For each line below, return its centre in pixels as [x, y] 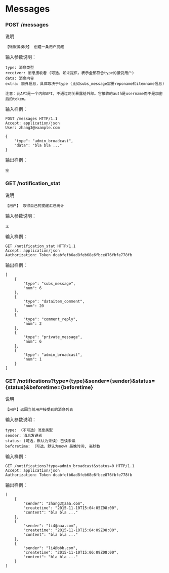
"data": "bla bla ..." [38, 145]
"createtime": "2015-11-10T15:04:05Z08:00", [71, 508]
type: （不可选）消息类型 [29, 430]
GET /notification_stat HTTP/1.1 [40, 246]
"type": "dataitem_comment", [54, 301]
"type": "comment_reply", [51, 319]
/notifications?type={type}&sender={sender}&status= [86, 381]
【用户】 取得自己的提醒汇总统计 [35, 206]
